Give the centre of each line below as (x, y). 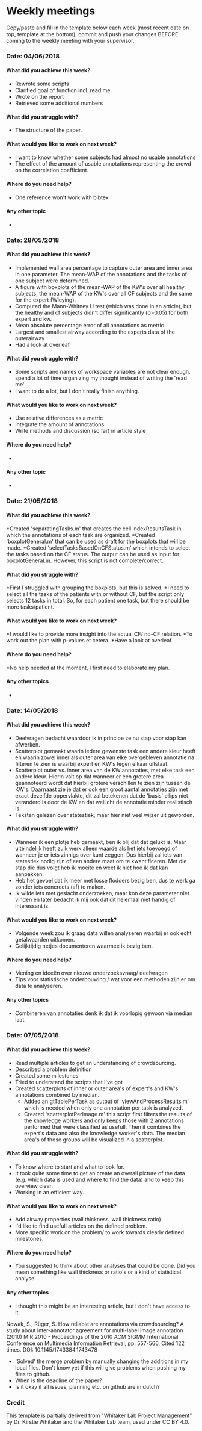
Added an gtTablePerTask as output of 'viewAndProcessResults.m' (106, 1101)
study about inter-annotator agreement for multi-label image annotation (95, 1330)
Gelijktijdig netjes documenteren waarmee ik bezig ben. (84, 946)
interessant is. (32, 906)
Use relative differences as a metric (59, 418)
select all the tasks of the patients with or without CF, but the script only (95, 594)
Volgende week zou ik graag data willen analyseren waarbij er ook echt (103, 933)
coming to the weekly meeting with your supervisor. (70, 40)
